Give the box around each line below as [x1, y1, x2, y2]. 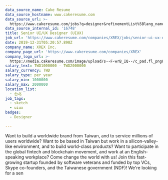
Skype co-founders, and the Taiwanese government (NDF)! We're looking [5, 164, 157, 170]
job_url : [5, 36, 23, 41]
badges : [5, 110, 21, 115]
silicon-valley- [128, 138, 158, 144]
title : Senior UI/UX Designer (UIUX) [5, 31, 84, 36]
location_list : [5, 86, 37, 92]
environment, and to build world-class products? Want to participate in [13, 143, 159, 149]
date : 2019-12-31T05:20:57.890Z [5, 40, 72, 45]
